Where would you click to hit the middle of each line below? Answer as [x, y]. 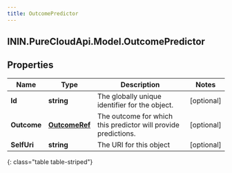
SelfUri [22, 145]
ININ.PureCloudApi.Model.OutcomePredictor [106, 42]
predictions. [116, 134]
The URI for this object [134, 145]
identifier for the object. [135, 104]
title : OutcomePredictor [43, 13]
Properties [30, 65]
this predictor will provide [138, 125]
